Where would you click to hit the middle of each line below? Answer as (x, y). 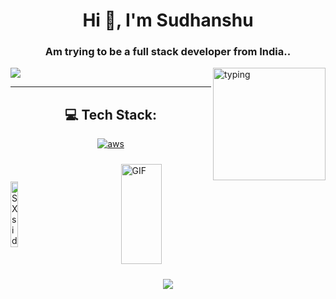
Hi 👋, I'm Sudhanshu (168, 20)
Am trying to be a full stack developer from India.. (168, 52)
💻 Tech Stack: (111, 114)
